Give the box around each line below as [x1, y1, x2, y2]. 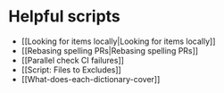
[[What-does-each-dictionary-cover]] [21, 73, 161, 84]
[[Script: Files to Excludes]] [21, 64, 121, 75]
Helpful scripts [8, 6, 121, 27]
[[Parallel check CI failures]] [21, 55, 124, 65]
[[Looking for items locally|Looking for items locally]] [21, 36, 216, 46]
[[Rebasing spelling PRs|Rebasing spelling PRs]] [21, 45, 198, 55]
